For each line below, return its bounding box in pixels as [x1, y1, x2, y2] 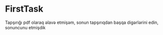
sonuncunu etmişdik [5, 24, 46, 30]
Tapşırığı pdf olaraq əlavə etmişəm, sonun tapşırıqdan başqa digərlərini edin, [5, 19, 159, 25]
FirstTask [5, 3, 44, 15]
